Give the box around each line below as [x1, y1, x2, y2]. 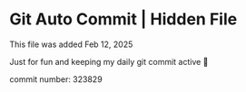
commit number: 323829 [9, 73, 103, 85]
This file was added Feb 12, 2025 [9, 39, 133, 50]
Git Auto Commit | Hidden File [9, 9, 238, 30]
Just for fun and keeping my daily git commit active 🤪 [9, 56, 209, 67]
